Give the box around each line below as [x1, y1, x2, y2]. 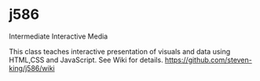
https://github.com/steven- [164, 55, 252, 64]
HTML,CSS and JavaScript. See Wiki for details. [9, 55, 163, 64]
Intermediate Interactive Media [9, 31, 108, 41]
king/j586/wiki [9, 63, 55, 72]
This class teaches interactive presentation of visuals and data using [9, 46, 231, 56]
